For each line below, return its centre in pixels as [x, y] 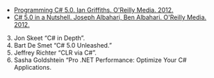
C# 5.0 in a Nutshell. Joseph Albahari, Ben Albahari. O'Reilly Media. [110, 17]
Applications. [33, 67]
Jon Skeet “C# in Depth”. [49, 38]
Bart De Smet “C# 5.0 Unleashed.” [63, 45]
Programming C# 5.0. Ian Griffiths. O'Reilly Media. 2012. [93, 10]
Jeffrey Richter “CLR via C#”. [55, 52]
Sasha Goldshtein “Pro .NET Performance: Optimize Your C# [100, 60]
